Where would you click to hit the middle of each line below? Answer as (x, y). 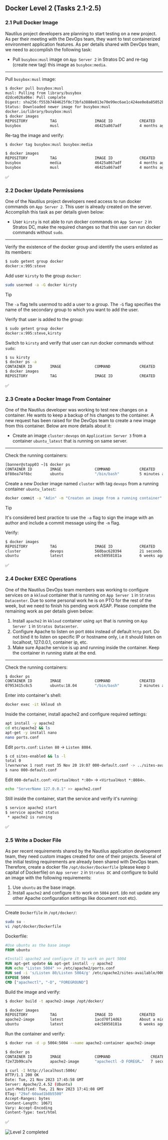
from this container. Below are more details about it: (58, 426)
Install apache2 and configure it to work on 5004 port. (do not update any (86, 893)
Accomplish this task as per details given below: (55, 212)
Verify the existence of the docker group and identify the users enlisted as (82, 247)
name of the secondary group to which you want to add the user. (72, 309)
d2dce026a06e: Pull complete (35, 97)
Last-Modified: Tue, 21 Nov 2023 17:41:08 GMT (54, 1089)
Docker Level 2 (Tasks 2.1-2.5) (53, 8)
